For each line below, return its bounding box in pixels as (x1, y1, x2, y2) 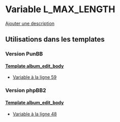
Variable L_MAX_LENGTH (5, 4, 115, 15)
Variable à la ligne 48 (12, 111, 57, 117)
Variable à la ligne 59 (12, 74, 57, 80)
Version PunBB (5, 50, 43, 57)
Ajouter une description (5, 20, 55, 26)
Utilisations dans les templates (5, 35, 105, 44)
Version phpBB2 (5, 87, 47, 94)
